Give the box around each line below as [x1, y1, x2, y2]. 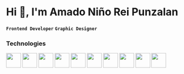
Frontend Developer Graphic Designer [6, 26, 98, 32]
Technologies [6, 39, 46, 48]
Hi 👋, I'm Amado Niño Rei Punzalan [6, 5, 179, 19]
